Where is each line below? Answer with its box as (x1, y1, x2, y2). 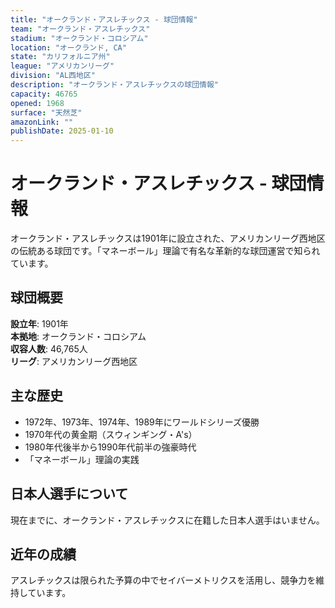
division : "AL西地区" (10, 71, 96, 81)
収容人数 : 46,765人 (10, 342, 88, 355)
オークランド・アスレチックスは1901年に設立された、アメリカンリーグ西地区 (10, 232, 326, 245)
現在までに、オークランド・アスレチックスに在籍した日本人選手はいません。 (10, 514, 325, 526)
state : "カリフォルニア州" (10, 52, 111, 62)
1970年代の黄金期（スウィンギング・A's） (24, 428, 198, 440)
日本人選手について (10, 486, 129, 503)
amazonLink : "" (10, 117, 74, 127)
